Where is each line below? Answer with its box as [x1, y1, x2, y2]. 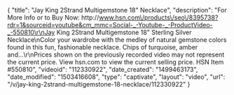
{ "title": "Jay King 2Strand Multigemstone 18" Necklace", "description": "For [7, 6, 228, 14]
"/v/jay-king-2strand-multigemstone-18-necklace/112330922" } [7, 80, 191, 88]
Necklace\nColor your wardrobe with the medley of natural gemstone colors [7, 36, 227, 44]
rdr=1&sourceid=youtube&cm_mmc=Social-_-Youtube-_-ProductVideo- [7, 21, 213, 29]
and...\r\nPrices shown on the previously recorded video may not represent [7, 50, 225, 59]
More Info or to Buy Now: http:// [7, 13, 99, 22]
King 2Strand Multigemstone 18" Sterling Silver [56, 28, 192, 36]
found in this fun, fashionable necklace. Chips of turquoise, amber [7, 43, 198, 51]
